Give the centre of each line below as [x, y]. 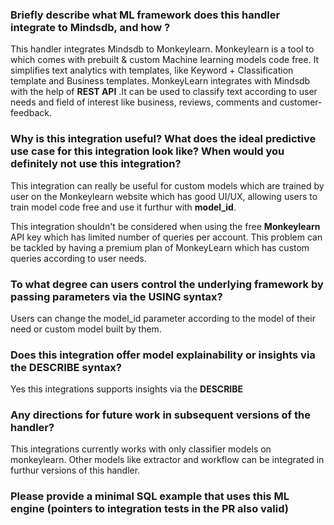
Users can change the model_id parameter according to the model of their [163, 318]
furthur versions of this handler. [75, 470]
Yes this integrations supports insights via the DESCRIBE [127, 389]
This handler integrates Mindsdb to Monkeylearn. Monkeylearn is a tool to [162, 49]
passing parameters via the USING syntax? [116, 296]
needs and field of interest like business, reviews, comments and [144, 102]
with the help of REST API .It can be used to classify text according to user [164, 92]
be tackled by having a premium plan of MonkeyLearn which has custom [160, 247]
